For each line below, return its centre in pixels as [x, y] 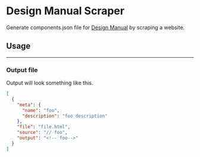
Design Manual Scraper [65, 11]
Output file [22, 70]
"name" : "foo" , [41, 110]
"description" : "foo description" [65, 116]
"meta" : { [29, 105]
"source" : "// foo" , [42, 133]
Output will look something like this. [50, 83]
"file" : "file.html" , [43, 127]
